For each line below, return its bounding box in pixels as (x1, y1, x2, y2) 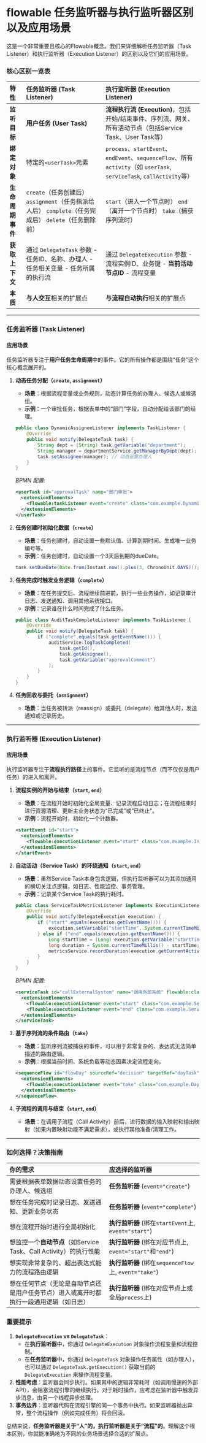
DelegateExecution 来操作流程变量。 (24, 1371, 116, 1379)
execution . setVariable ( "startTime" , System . (48, 925, 164, 932)
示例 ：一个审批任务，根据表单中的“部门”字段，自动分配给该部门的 (24, 405, 191, 413)
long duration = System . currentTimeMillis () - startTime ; (48, 942, 200, 948)
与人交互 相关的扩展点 (26, 294, 88, 302)
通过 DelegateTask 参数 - (26, 246, 98, 255)
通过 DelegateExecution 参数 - (105, 250, 193, 259)
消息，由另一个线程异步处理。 (20, 1394, 96, 1401)
